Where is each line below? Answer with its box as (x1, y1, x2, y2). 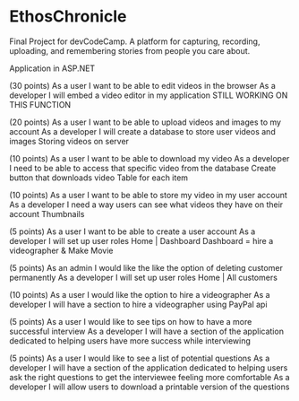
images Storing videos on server (9, 135, 130, 146)
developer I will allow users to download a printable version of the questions (9, 381, 290, 392)
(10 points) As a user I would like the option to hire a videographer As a (9, 289, 270, 300)
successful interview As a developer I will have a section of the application (9, 326, 285, 336)
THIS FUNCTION (9, 99, 72, 109)
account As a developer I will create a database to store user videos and (9, 126, 276, 136)
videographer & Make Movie (9, 245, 114, 256)
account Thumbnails (9, 208, 85, 219)
